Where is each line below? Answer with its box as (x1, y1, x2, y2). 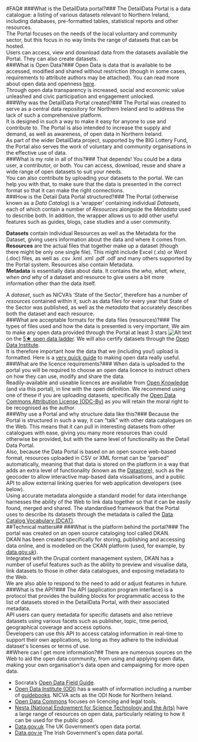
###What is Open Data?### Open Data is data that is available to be (6, 61, 172, 68)
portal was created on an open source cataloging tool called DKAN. (6, 529, 170, 537)
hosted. (6, 43, 25, 50)
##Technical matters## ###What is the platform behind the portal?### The (6, 524, 190, 530)
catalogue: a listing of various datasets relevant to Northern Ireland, (6, 11, 170, 18)
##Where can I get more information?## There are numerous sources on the (6, 649, 192, 656)
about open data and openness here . (6, 80, 96, 87)
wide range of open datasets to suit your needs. (6, 168, 123, 175)
